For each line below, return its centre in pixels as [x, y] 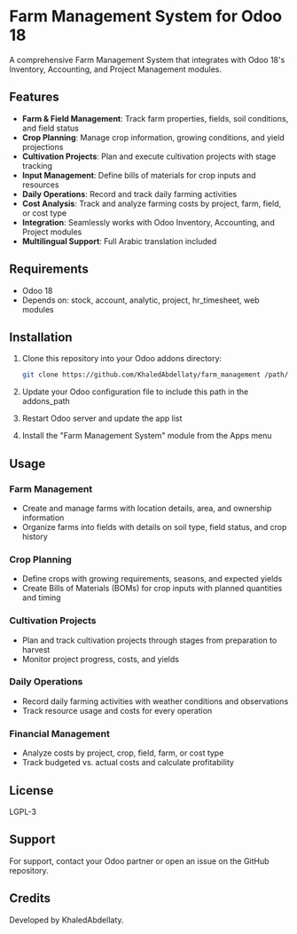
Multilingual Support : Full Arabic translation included [119, 241]
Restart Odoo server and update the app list [102, 418]
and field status [51, 128]
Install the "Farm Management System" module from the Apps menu [147, 436]
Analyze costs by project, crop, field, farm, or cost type [123, 753]
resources [40, 185]
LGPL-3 [23, 811]
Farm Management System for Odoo [145, 16]
